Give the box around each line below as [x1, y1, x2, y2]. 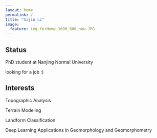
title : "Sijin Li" [5, 17, 44, 22]
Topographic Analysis [5, 97, 51, 103]
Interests [5, 84, 35, 93]
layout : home [5, 7, 33, 13]
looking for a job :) [5, 68, 44, 75]
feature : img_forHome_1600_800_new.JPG [10, 27, 95, 32]
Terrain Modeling [5, 107, 41, 113]
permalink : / [5, 12, 33, 17]
